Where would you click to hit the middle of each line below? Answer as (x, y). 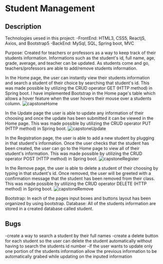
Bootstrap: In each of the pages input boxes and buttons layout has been (78, 198)
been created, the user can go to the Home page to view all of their (72, 148)
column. (13, 104)
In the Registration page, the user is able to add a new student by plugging (80, 138)
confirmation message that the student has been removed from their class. (80, 179)
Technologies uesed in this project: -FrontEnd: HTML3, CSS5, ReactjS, (75, 38)
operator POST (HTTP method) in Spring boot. (52, 159)
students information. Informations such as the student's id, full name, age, (80, 58)
